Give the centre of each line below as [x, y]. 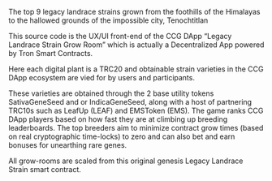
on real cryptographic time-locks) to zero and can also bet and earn [122, 136]
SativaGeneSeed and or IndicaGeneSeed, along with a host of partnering [130, 102]
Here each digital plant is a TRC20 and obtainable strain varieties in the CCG [136, 69]
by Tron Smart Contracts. [51, 53]
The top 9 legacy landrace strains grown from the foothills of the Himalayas [134, 12]
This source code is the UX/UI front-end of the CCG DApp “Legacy [120, 36]
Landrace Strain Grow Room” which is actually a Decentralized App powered [136, 45]
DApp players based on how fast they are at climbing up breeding [118, 119]
